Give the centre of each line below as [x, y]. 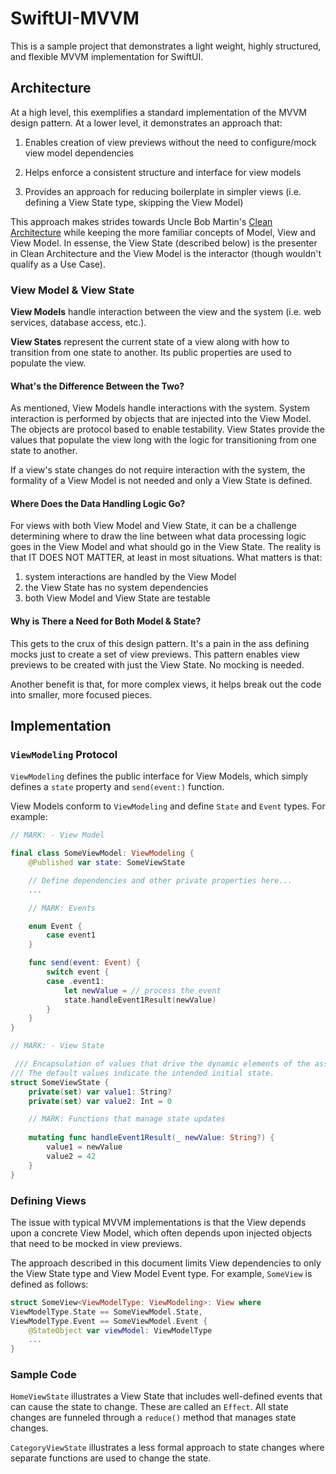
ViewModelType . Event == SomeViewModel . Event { [109, 1321]
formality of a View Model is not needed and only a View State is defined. [161, 481]
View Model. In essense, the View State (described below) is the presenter [164, 243]
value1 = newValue [84, 1147]
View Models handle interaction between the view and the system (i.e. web [166, 312]
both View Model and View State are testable [117, 598]
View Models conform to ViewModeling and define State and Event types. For [168, 806]
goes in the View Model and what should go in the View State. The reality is [166, 547]
